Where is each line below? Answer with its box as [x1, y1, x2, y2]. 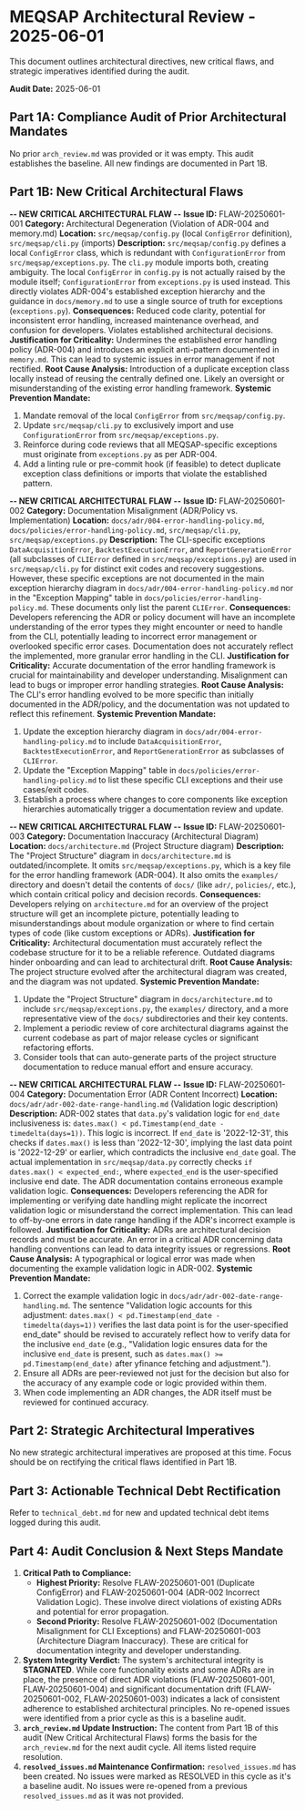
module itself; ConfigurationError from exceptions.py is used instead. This [9, 276, 291, 287]
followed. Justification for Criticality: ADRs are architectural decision [9, 1223, 271, 1235]
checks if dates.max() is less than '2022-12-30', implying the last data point [9, 1137, 293, 1148]
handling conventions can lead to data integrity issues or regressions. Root [9, 1243, 291, 1254]
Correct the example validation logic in [22, 1290, 168, 1301]
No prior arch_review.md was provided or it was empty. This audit [9, 148, 254, 159]
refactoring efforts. [22, 1041, 94, 1053]
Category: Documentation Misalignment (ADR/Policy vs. [26, 505, 239, 516]
